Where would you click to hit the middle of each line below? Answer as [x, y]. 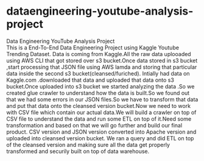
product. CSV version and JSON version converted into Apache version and [101, 132]
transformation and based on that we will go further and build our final [94, 125]
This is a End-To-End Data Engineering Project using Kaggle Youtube [93, 48]
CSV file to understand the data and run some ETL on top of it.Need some [99, 119]
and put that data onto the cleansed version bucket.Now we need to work [98, 106]
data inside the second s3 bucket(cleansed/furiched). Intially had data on [98, 73]
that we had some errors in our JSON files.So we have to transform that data [102, 99]
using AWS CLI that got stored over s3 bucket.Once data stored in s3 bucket [102, 60]
